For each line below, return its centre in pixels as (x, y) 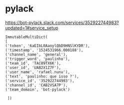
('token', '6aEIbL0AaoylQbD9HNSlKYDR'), (48, 45)
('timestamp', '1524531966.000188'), (44, 50)
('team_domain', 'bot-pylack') (38, 89)
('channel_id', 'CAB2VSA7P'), (37, 85)
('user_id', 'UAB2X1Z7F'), (33, 67)
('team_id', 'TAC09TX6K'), (33, 63)
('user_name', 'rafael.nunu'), (38, 72)
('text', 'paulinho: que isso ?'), (42, 76)
